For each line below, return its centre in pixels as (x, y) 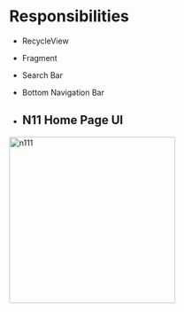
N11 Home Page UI (73, 120)
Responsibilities (69, 16)
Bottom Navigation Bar (63, 92)
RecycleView (45, 41)
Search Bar (42, 75)
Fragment (39, 58)
